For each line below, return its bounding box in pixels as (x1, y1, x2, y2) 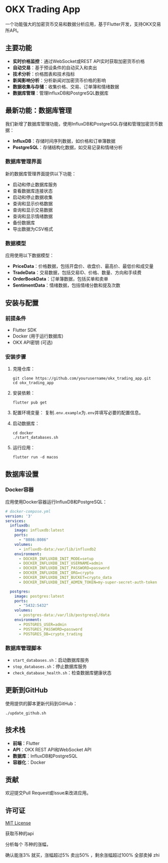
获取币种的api (5, 830, 34, 837)
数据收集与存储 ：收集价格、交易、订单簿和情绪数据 (12, 83, 119, 89)
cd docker (12, 430, 34, 436)
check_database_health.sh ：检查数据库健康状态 (12, 669, 112, 675)
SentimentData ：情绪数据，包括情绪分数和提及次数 (12, 282, 120, 288)
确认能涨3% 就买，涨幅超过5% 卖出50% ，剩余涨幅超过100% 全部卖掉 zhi (5, 852, 160, 858)
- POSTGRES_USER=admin (18, 622, 67, 627)
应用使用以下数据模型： (5, 253, 54, 259)
